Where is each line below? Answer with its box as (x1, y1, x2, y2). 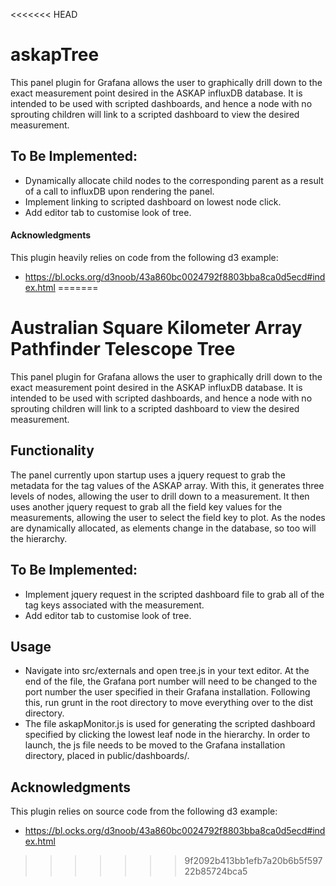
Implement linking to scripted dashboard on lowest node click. (24, 195, 282, 208)
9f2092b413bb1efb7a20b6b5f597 (184, 855, 323, 867)
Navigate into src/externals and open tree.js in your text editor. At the (24, 665, 310, 677)
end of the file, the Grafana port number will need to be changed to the (24, 675, 318, 688)
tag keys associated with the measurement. (24, 599, 205, 611)
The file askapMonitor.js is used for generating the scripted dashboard (24, 718, 316, 730)
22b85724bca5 (184, 865, 248, 878)
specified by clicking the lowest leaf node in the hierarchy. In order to (24, 729, 311, 741)
